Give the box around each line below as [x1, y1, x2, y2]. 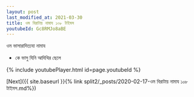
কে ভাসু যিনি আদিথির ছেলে [15, 54, 61, 61]
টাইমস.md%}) [6, 85, 36, 92]
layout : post [6, 8, 39, 15]
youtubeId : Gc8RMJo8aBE [6, 25, 67, 32]
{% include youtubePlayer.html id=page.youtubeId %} [6, 66, 141, 74]
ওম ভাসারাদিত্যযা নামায [6, 42, 45, 49]
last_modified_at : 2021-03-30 [6, 14, 83, 20]
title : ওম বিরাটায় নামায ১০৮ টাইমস [6, 20, 75, 26]
